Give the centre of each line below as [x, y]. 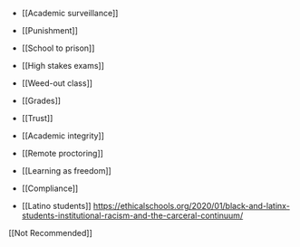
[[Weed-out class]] [57, 83]
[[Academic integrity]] [63, 136]
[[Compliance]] [50, 188]
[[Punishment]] [50, 30]
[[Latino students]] [56, 206]
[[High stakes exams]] [63, 66]
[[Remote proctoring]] [62, 153]
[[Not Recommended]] [50, 233]
